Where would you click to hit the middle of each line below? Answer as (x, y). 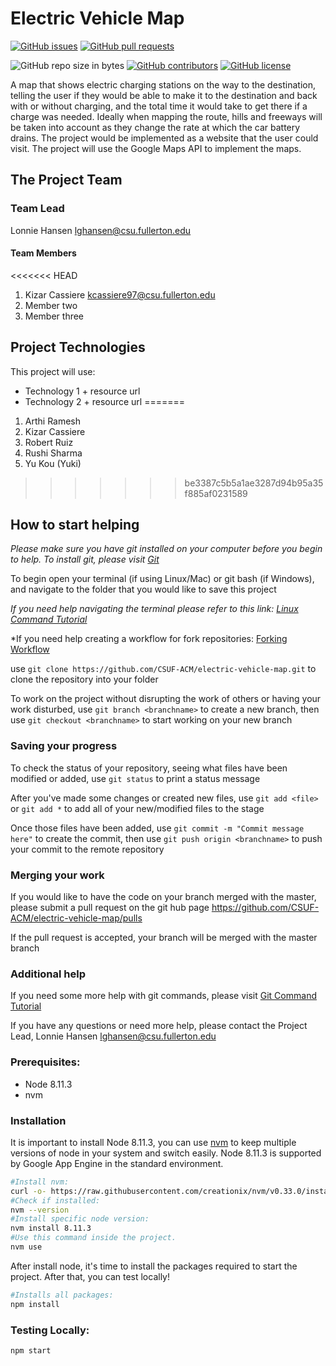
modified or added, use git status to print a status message (135, 778)
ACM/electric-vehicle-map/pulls (76, 918)
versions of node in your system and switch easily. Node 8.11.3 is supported (166, 1153)
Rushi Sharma (53, 453)
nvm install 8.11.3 (51, 1228)
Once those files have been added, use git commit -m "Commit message (157, 828)
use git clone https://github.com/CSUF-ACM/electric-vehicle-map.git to (163, 669)
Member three (54, 316)
